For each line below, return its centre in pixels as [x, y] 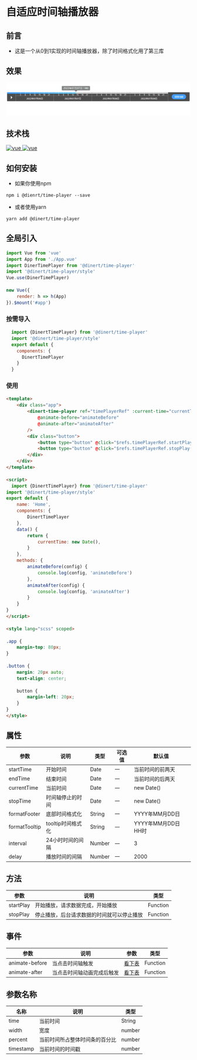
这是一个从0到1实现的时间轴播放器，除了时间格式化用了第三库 [89, 51]
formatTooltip [25, 827]
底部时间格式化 [64, 814]
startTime [20, 769]
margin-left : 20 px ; [51, 697]
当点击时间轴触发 [73, 963]
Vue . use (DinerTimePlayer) [38, 278]
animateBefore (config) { [57, 567]
